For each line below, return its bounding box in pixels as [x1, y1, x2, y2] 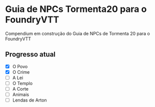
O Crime [12, 69, 30, 75]
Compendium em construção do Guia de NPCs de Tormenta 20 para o [5, 30, 150, 36]
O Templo [12, 80, 33, 86]
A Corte [12, 86, 29, 92]
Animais [12, 92, 29, 98]
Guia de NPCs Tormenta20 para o [5, 3, 147, 15]
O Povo [12, 63, 28, 69]
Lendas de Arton [12, 97, 47, 103]
